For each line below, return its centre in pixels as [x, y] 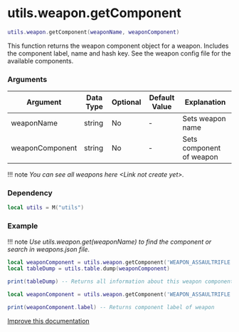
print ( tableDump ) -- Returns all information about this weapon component [121, 282]
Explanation [205, 103]
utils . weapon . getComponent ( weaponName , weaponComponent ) [94, 32]
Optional [126, 103]
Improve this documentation [49, 321]
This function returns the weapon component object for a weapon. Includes [118, 46]
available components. [41, 61]
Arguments [27, 79]
